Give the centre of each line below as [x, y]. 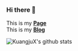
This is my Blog [26, 29]
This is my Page [27, 23]
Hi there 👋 [21, 10]
